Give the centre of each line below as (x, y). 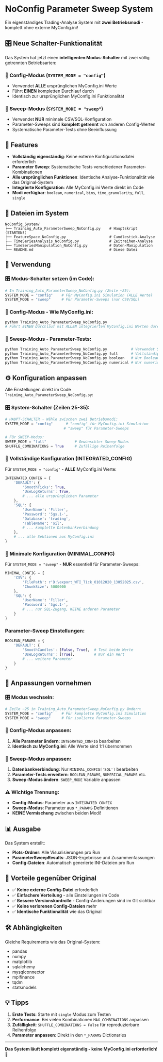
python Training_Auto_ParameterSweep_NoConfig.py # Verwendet (80, 349)
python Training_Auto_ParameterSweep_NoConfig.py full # (69, 354)
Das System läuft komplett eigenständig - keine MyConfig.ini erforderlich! (81, 1049)
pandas (20, 951)
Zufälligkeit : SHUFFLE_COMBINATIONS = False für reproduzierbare (76, 1025)
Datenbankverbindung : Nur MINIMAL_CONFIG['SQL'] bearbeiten (75, 769)
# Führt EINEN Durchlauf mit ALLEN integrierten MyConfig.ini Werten (77, 327)
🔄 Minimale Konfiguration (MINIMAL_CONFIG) (60, 553)
